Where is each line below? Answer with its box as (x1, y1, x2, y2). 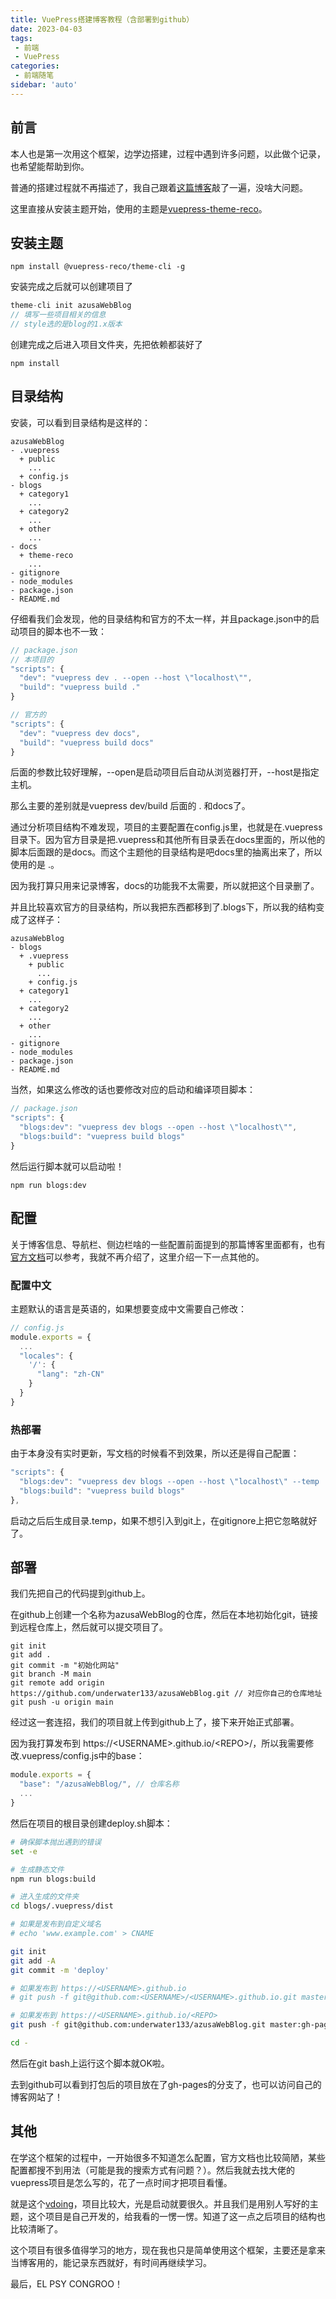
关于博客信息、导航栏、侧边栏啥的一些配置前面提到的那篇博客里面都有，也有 (10, 1238, 326, 1250)
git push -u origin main (10, 1697, 114, 1708)
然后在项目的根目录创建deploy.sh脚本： (10, 1817, 173, 1829)
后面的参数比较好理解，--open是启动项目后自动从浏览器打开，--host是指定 (10, 766, 320, 778)
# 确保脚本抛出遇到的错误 (10, 1837, 102, 1847)
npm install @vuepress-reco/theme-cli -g (10, 262, 186, 272)
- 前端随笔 (14, 71, 55, 81)
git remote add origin (10, 1678, 105, 1688)
